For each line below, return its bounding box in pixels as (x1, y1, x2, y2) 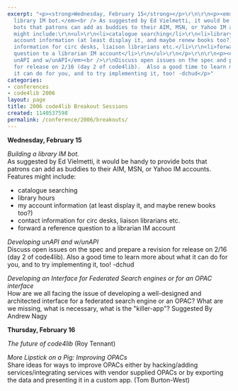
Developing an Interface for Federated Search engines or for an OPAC (7, 274, 212, 282)
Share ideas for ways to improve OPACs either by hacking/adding (7, 360, 198, 369)
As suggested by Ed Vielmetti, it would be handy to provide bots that (7, 157, 208, 166)
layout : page (7, 97, 46, 104)
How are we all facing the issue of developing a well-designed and (7, 289, 202, 297)
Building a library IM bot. (7, 149, 79, 158)
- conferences (7, 83, 50, 90)
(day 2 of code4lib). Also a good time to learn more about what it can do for (7, 252, 228, 261)
